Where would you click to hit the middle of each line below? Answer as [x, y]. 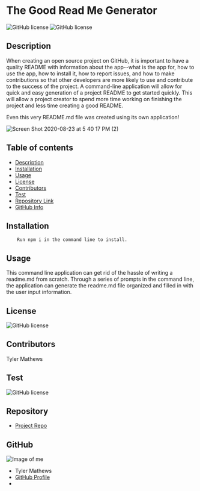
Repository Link [34, 201]
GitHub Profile [32, 477]
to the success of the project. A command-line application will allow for [94, 86]
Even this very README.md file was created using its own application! [93, 117]
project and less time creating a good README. [65, 105]
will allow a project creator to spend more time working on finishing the [94, 99]
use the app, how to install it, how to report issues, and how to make [91, 73]
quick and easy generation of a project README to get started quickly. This [99, 92]
